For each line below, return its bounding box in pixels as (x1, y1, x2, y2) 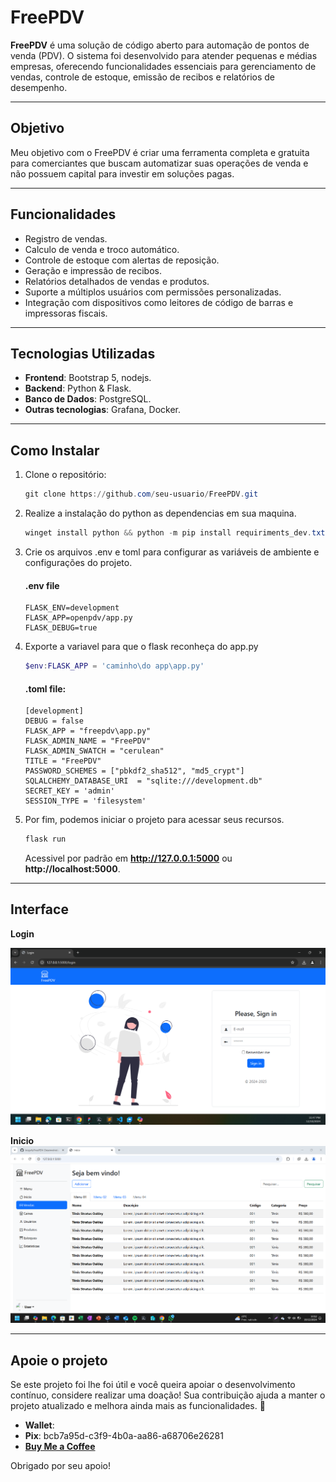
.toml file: (24, 682, 67, 695)
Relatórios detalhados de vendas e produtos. (24, 275, 210, 287)
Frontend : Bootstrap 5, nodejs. (24, 372, 152, 384)
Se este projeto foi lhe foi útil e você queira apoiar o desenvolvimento (10, 1379, 296, 1390)
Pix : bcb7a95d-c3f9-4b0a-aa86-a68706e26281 (24, 1430, 224, 1441)
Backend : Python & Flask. (24, 382, 132, 395)
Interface (10, 901, 69, 918)
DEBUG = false (24, 716, 84, 726)
